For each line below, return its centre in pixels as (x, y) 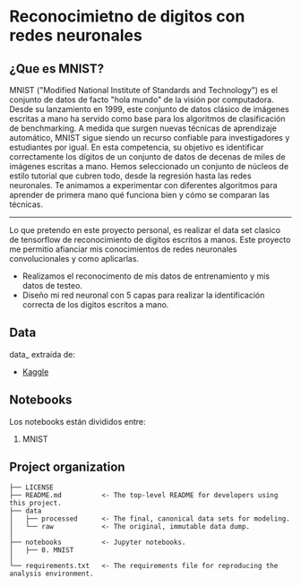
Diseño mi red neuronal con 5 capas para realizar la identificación (143, 295)
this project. (36, 504)
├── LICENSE (31, 488)
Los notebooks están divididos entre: (77, 421)
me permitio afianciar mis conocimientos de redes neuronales (123, 249)
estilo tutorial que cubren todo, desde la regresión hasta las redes (131, 176)
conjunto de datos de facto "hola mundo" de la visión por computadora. (142, 99)
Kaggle (35, 371)
